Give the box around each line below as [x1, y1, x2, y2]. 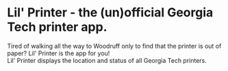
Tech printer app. [7, 19, 107, 35]
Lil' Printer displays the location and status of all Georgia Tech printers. [7, 56, 207, 64]
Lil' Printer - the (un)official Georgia [7, 5, 214, 20]
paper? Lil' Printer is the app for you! [7, 49, 110, 57]
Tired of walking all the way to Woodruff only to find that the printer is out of [7, 42, 222, 50]
